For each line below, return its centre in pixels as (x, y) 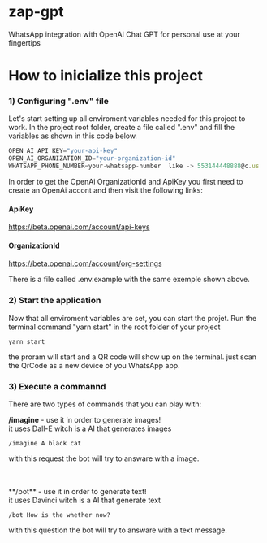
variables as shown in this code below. (73, 136)
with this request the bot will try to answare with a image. (104, 458)
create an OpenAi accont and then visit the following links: (106, 190)
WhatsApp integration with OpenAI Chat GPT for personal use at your (125, 34)
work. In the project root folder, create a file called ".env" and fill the (122, 128)
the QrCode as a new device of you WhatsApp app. (94, 365)
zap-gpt (36, 12)
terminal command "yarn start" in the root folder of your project (114, 327)
